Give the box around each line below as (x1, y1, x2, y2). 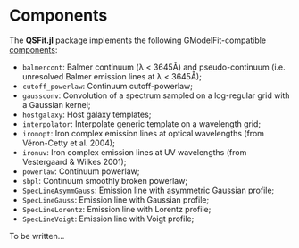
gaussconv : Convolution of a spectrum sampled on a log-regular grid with (21, 90, 290, 101)
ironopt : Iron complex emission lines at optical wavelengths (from (21, 128, 265, 138)
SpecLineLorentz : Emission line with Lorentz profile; (21, 203, 212, 214)
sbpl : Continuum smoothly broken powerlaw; (21, 175, 188, 186)
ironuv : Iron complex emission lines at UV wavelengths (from (21, 146, 247, 157)
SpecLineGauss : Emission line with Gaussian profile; (21, 194, 210, 205)
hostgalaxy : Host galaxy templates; (21, 109, 152, 120)
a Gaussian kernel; (21, 99, 91, 110)
